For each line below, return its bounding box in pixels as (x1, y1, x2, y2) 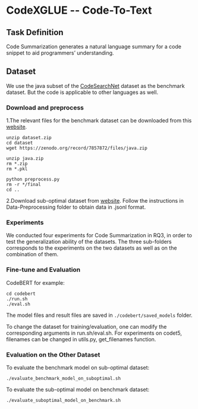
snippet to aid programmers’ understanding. (6, 49, 114, 56)
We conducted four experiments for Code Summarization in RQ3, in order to (6, 232, 192, 239)
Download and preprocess (6, 103, 84, 112)
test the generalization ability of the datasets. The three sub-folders (6, 238, 172, 246)
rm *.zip (6, 161, 28, 167)
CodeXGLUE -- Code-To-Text (6, 4, 152, 17)
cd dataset (6, 140, 33, 146)
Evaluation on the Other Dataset (6, 350, 100, 358)
